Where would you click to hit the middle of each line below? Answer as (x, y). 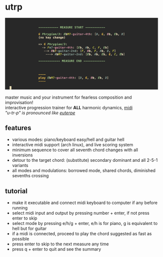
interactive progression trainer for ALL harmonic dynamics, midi (69, 107)
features (18, 128)
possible (21, 239)
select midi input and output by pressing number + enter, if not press (81, 213)
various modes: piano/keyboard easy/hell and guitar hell (68, 139)
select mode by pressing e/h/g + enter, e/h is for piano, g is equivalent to (85, 223)
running (20, 208)
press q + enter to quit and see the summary (57, 249)
